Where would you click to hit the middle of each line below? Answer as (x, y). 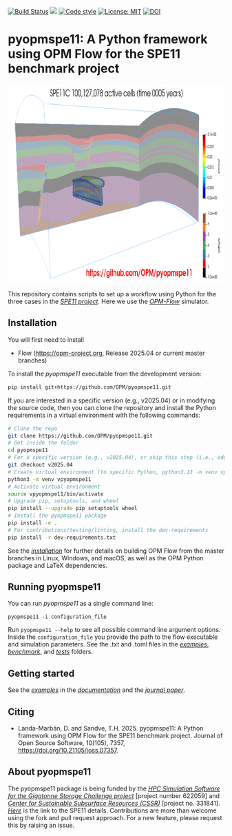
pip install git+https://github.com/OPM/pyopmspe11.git (89, 387)
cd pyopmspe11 (28, 450)
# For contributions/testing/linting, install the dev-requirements (108, 530)
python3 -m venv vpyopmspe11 (50, 479)
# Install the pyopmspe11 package (57, 516)
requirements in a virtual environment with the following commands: (104, 415)
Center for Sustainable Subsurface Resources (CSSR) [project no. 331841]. (114, 803)
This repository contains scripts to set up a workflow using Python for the (112, 294)
